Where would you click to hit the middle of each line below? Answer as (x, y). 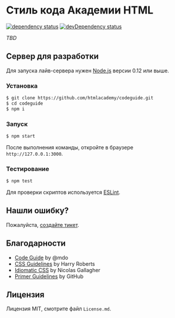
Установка (22, 86)
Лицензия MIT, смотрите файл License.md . (59, 309)
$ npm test (19, 181)
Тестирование (28, 169)
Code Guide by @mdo (41, 257)
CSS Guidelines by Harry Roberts (55, 264)
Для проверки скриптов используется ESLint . (63, 192)
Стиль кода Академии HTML (80, 10)
